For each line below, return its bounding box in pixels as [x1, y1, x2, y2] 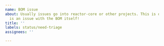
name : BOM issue [5, 7, 38, 12]
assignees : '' [5, 30, 34, 34]
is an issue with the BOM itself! [9, 16, 80, 21]
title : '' [5, 20, 25, 26]
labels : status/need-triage [5, 25, 62, 30]
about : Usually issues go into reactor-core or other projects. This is [5, 12, 156, 16]
